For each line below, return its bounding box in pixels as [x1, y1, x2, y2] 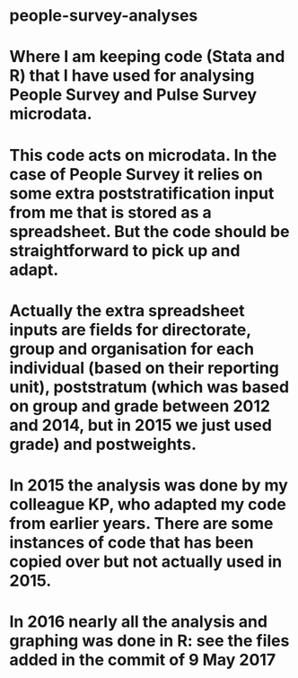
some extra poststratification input [9, 183, 275, 203]
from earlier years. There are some [9, 513, 274, 533]
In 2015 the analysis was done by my [9, 475, 289, 495]
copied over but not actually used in [9, 551, 283, 571]
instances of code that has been [9, 532, 254, 552]
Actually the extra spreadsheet [9, 300, 245, 321]
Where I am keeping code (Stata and [9, 47, 285, 67]
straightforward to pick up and [9, 240, 241, 260]
